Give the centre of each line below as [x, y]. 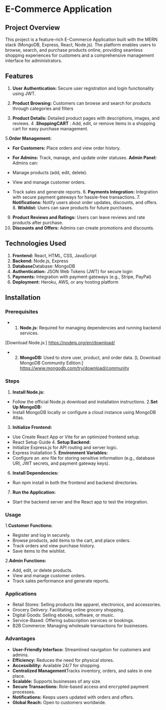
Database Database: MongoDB [44, 266]
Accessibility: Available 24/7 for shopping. [56, 665]
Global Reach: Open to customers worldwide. [59, 702]
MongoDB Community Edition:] [51, 363]
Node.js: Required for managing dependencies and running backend [90, 328]
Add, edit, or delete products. [42, 570]
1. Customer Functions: [29, 525]
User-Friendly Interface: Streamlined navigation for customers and [81, 649]
